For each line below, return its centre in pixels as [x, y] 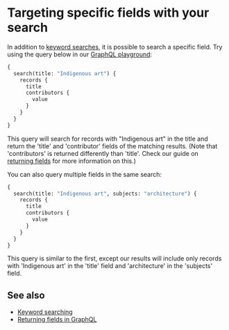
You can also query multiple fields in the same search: [84, 174]
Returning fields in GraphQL [57, 320]
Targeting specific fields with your [108, 13]
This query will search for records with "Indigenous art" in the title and [108, 139]
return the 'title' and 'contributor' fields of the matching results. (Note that [112, 146]
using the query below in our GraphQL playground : [80, 54]
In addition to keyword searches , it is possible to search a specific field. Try [115, 47]
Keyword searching [45, 312]
